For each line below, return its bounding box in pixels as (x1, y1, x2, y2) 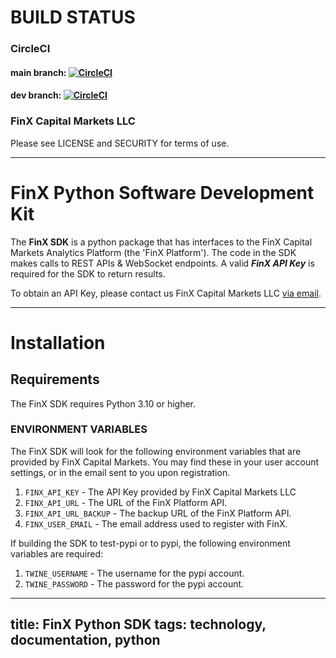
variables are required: (10, 547, 104, 560)
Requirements (10, 371, 100, 388)
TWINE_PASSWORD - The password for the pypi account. (24, 577, 245, 590)
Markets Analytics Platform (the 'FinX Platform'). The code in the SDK (10, 246, 297, 258)
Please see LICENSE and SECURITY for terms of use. (10, 137, 230, 149)
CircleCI (10, 42, 51, 56)
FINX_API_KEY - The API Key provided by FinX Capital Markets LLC (24, 486, 297, 498)
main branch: (10, 66, 67, 78)
